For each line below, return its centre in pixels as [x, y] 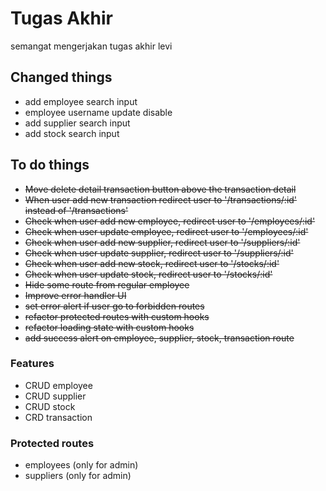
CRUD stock [50, 406]
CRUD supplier [55, 396]
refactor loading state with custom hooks [109, 327]
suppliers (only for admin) [78, 476]
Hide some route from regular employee [107, 284]
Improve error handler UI [75, 295]
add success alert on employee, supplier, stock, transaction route [159, 338]
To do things [50, 165]
